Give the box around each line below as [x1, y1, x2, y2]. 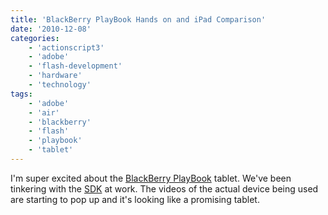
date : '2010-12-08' [10, 24, 92, 34]
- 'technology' [28, 80, 92, 90]
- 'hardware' [28, 71, 83, 81]
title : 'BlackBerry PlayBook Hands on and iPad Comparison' [10, 14, 267, 25]
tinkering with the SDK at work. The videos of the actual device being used [10, 182, 319, 195]
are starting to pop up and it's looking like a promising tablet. [10, 193, 260, 205]
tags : [10, 89, 33, 99]
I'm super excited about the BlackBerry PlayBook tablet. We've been [10, 172, 292, 184]
